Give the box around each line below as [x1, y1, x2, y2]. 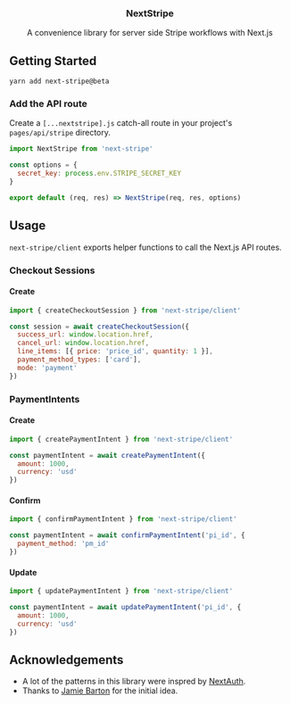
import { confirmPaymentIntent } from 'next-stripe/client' [9, 515, 238, 524]
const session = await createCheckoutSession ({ [9, 322, 190, 331]
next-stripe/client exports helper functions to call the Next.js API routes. [9, 242, 283, 253]
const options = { [9, 161, 78, 170]
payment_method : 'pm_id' [17, 539, 110, 549]
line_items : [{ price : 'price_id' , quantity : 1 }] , [17, 347, 214, 356]
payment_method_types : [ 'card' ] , [17, 355, 142, 364]
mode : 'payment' [17, 363, 78, 372]
